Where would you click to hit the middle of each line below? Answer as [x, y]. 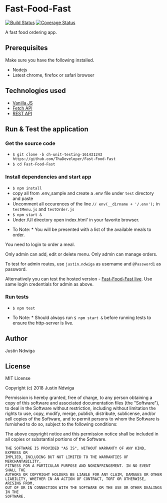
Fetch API [22, 108]
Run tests [17, 297]
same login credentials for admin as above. [49, 284]
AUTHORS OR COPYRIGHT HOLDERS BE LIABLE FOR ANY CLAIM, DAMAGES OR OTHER [84, 475]
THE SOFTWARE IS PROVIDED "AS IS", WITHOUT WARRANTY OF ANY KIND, [76, 448]
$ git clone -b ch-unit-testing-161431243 [57, 155]
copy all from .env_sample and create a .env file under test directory [83, 193]
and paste [23, 198]
